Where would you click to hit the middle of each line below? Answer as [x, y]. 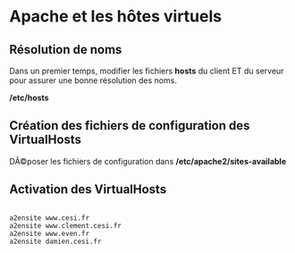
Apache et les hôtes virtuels [115, 17]
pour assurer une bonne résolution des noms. [93, 80]
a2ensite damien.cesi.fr [55, 241]
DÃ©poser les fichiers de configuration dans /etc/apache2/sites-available [148, 161]
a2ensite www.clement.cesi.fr [66, 225]
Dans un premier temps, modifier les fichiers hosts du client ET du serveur [147, 71]
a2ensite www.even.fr [50, 233]
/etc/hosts [29, 97]
